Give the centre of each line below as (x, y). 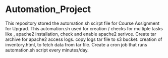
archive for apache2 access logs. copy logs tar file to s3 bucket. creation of (84, 39)
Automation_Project (48, 9)
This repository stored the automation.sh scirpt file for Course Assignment (82, 23)
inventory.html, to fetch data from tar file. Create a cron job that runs (76, 44)
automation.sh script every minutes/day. (47, 50)
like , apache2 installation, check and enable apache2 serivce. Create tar (81, 34)
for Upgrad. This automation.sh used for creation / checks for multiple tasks (84, 28)
